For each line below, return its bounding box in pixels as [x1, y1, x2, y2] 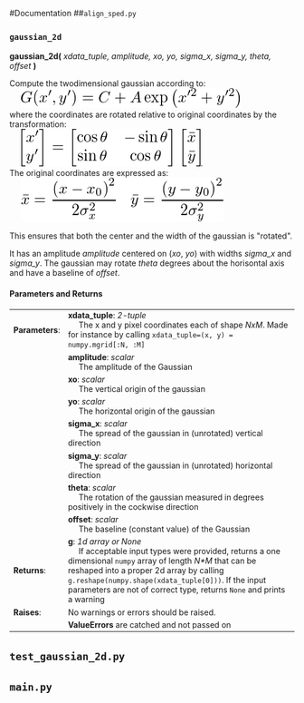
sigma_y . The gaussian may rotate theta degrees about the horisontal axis [9, 258, 285, 269]
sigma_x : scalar [67, 418, 128, 429]
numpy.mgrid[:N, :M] [67, 340, 146, 350]
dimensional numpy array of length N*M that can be [67, 555, 257, 566]
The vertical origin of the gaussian [78, 383, 206, 394]
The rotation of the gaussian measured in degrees [78, 492, 264, 503]
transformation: [9, 119, 67, 130]
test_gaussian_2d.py [9, 649, 126, 663]
